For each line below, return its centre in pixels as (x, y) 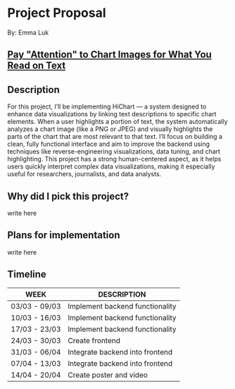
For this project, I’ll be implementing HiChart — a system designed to (107, 106)
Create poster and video (108, 375)
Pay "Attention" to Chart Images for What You (110, 55)
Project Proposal (57, 13)
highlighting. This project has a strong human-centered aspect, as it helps (114, 159)
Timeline (27, 274)
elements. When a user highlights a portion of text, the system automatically (118, 122)
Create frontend (94, 340)
